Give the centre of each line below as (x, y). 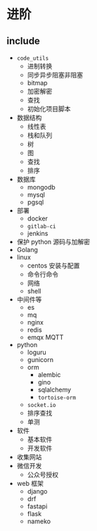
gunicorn (40, 360)
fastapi (37, 506)
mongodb (41, 187)
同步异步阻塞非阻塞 (55, 75)
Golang (27, 250)
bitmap (37, 83)
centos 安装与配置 (53, 265)
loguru (37, 352)
